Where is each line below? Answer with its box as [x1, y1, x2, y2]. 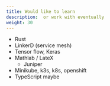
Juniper [23, 61, 43, 68]
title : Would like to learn [6, 8, 76, 15]
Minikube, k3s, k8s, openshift [14, 67, 87, 74]
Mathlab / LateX [14, 54, 54, 62]
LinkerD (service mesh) [14, 42, 72, 49]
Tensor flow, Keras [14, 48, 60, 55]
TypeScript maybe [14, 73, 60, 80]
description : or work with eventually [6, 14, 105, 20]
